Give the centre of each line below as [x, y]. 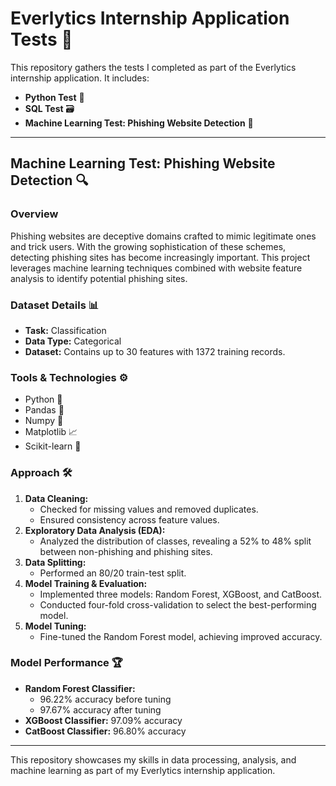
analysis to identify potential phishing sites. [99, 278]
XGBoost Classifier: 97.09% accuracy [103, 720]
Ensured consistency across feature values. [129, 519]
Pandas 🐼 [44, 410]
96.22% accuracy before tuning [105, 699]
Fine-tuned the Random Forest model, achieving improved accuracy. [181, 636]
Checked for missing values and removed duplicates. [149, 509]
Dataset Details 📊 [55, 305]
